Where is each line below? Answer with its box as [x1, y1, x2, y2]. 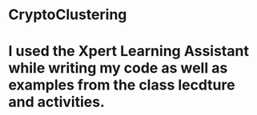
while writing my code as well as [8, 59, 228, 77]
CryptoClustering [8, 6, 127, 24]
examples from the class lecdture [8, 76, 235, 94]
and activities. [8, 93, 106, 111]
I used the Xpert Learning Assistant [8, 42, 250, 61]
